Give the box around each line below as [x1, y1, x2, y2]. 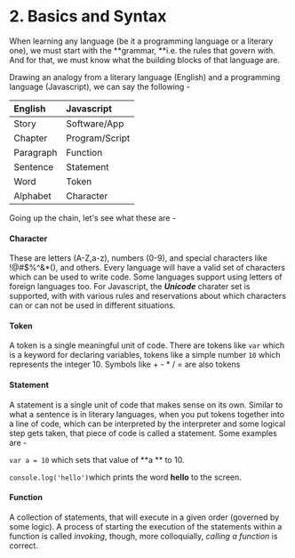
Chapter [13, 132, 48, 144]
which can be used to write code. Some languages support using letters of [9, 271, 283, 282]
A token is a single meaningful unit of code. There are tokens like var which [9, 340, 285, 351]
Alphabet [13, 190, 52, 202]
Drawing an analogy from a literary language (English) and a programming [9, 71, 281, 82]
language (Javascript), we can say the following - [9, 81, 191, 92]
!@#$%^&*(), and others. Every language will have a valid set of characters [9, 263, 286, 273]
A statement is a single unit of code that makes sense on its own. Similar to [9, 399, 283, 410]
